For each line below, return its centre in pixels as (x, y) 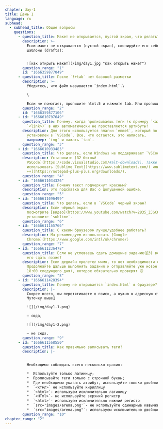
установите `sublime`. (49, 217)
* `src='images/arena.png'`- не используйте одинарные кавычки (93, 405)
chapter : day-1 (20, 9)
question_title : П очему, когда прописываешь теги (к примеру (86, 122)
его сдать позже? (44, 258)
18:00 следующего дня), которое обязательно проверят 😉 (85, 271)
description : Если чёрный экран (55, 207)
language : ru (18, 19)
